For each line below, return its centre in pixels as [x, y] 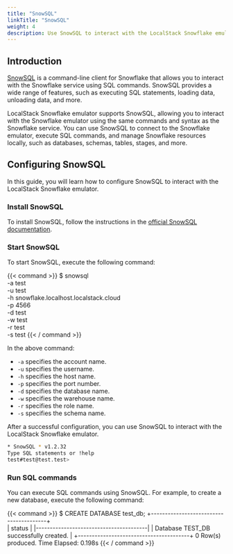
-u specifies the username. [56, 369]
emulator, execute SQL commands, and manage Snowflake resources [107, 135]
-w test [17, 320]
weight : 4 [21, 26]
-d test [17, 312]
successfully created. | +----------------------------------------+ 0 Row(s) [114, 536]
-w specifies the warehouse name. [66, 398]
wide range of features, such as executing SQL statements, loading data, [111, 93]
